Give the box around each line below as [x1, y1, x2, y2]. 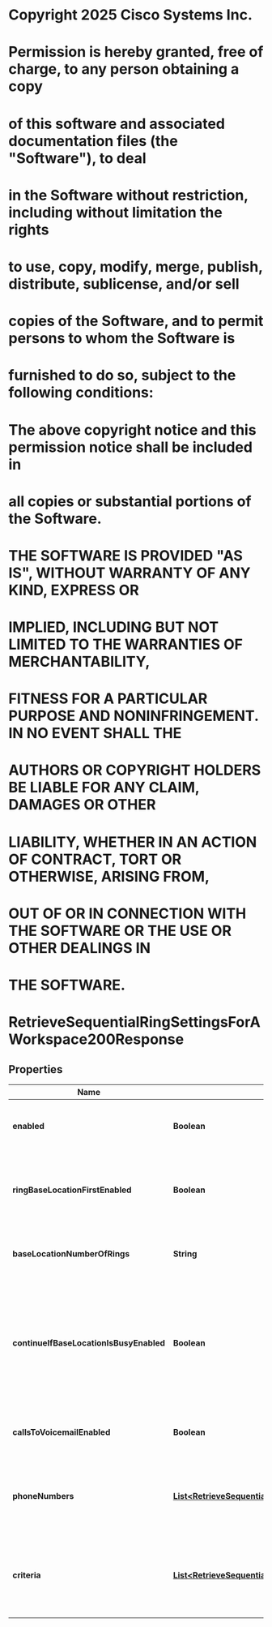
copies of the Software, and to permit [8, 312, 264, 330]
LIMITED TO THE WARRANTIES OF [8, 635, 243, 654]
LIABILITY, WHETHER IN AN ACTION [8, 833, 257, 851]
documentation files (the [8, 131, 178, 150]
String [172, 1248, 198, 1259]
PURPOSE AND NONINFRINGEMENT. [8, 707, 259, 725]
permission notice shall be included [8, 438, 253, 456]
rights [8, 221, 49, 238]
